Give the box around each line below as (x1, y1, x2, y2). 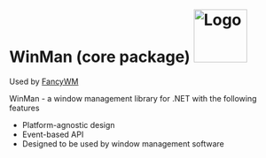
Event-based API (21, 129, 84, 139)
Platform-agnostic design (21, 119, 115, 130)
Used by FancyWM (9, 76, 79, 87)
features (9, 102, 40, 113)
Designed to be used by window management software (21, 138, 224, 149)
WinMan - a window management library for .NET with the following (9, 93, 257, 103)
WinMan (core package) (9, 47, 191, 67)
